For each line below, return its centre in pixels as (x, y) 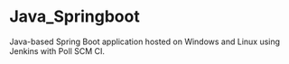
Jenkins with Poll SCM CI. (57, 50)
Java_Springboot (75, 17)
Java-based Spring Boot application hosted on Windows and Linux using (145, 41)
